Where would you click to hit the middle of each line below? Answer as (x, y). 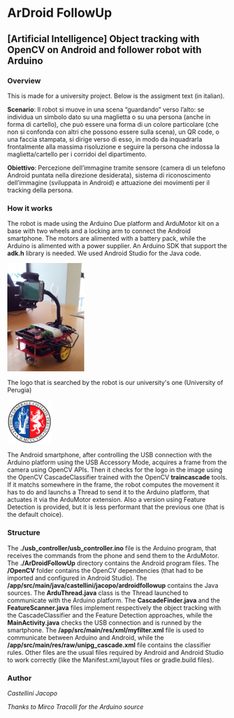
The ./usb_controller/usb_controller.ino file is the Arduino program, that (112, 548)
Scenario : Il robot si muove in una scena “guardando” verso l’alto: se (106, 109)
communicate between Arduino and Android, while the (86, 637)
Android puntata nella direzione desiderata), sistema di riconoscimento (109, 175)
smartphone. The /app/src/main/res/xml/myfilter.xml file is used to (106, 630)
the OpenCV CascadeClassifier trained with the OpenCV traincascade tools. (117, 477)
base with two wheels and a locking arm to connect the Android (99, 231)
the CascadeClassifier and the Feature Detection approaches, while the (110, 615)
